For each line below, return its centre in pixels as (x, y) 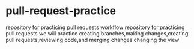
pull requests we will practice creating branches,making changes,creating (97, 33)
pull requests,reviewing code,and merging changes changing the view (92, 40)
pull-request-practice (61, 11)
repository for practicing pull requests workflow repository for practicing (95, 27)
